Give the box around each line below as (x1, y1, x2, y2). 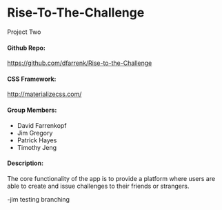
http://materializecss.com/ (7, 90, 82, 98)
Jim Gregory (17, 128, 53, 137)
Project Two (7, 28, 41, 36)
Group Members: (7, 106, 57, 114)
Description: (7, 159, 43, 167)
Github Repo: (7, 44, 46, 52)
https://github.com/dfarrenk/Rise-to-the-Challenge (7, 59, 152, 67)
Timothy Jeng (17, 143, 57, 151)
